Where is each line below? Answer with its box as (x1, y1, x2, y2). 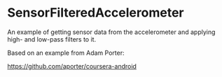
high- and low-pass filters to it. (7, 35, 97, 43)
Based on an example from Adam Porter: (7, 49, 125, 57)
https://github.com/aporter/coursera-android (7, 62, 137, 70)
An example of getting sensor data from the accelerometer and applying (7, 28, 216, 36)
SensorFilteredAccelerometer (7, 5, 184, 21)
